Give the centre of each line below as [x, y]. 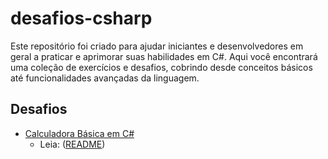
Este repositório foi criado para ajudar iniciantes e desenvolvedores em [157, 46]
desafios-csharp [81, 18]
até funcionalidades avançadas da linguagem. [105, 78]
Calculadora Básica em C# [79, 133]
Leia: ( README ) [72, 144]
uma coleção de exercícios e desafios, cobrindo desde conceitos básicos [161, 67]
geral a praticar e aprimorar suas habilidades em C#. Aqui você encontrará [164, 56]
